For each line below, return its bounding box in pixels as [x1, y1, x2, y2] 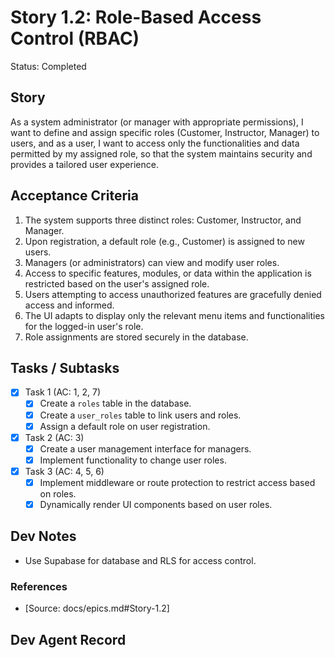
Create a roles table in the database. [39, 397, 192, 410]
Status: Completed [10, 60, 87, 72]
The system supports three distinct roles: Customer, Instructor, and [24, 214, 302, 226]
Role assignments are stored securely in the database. [24, 331, 249, 343]
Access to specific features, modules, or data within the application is [24, 267, 312, 279]
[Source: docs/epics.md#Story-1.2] [24, 602, 170, 615]
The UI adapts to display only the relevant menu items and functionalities [24, 309, 326, 321]
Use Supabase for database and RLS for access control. [24, 554, 257, 566]
